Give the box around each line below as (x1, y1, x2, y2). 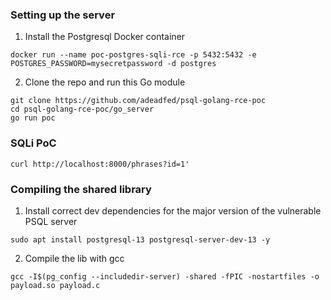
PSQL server (24, 215, 78, 227)
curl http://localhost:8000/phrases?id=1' (10, 159, 190, 169)
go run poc (10, 113, 56, 123)
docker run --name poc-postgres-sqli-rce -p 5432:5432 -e (10, 50, 257, 60)
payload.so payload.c (10, 280, 101, 290)
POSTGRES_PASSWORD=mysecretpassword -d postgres (10, 59, 217, 69)
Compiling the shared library (10, 182, 152, 196)
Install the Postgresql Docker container (24, 31, 186, 43)
